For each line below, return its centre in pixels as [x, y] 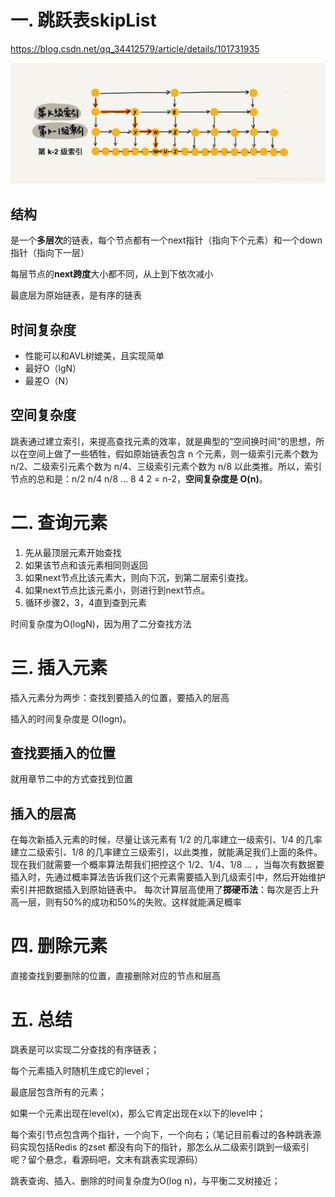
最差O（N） [49, 380]
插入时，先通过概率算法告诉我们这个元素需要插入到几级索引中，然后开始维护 [168, 877]
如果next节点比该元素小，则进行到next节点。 [117, 590]
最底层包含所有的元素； [58, 1092]
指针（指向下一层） [50, 253]
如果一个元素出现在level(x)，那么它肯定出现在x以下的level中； [138, 1113]
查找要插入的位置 [63, 753]
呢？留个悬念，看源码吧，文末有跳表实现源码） [106, 1160]
